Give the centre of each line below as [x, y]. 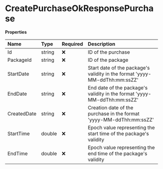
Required [72, 44]
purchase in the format [114, 113]
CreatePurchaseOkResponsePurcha [79, 8]
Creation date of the [110, 108]
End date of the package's [118, 87]
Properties [16, 32]
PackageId [20, 60]
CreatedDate [22, 113]
